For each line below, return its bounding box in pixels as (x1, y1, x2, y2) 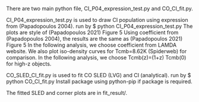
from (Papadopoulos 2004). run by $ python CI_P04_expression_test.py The (6, 23, 193, 29)
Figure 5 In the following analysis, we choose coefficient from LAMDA (6, 41, 177, 48)
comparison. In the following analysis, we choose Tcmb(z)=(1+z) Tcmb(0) (6, 54, 187, 61)
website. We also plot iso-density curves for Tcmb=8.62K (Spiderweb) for (6, 48, 187, 55)
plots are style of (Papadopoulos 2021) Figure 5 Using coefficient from (6, 29, 179, 36)
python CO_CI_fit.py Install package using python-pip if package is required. (6, 78, 193, 85)
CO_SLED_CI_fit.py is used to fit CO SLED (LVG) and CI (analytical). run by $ (6, 72, 191, 78)
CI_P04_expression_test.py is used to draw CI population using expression (6, 17, 188, 23)
